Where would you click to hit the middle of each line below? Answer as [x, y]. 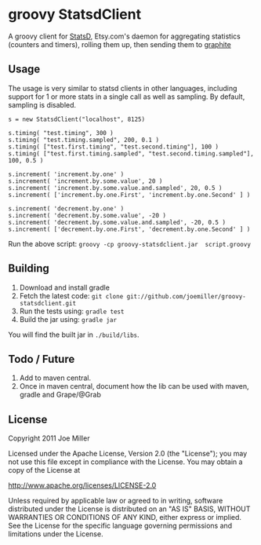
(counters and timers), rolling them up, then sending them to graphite [120, 44]
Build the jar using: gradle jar [68, 319]
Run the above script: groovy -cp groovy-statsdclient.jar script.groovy [129, 243]
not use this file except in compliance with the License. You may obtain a [125, 462]
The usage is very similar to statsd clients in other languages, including [123, 88]
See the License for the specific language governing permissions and [120, 526]
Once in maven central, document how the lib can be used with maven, [134, 386]
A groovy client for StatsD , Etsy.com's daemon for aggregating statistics [124, 36]
